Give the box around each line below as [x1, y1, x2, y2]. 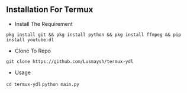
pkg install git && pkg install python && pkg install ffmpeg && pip [6, 32, 182, 38]
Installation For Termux [6, 5, 93, 15]
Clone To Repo [14, 47, 51, 54]
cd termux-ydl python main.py [6, 81, 80, 87]
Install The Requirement [14, 20, 73, 27]
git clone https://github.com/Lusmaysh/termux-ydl [6, 58, 134, 64]
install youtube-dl [6, 36, 54, 43]
